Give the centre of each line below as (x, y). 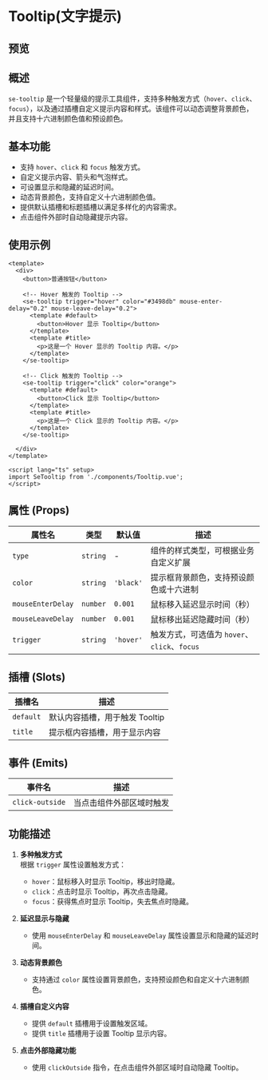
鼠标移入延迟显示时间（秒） (203, 604)
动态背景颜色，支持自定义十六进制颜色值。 (90, 197)
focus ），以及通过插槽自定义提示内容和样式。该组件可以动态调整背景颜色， (131, 109)
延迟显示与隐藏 (44, 919)
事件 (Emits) (38, 763)
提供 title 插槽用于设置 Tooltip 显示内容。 (101, 1034)
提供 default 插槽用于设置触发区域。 (92, 1023)
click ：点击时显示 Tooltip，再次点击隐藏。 (102, 891)
